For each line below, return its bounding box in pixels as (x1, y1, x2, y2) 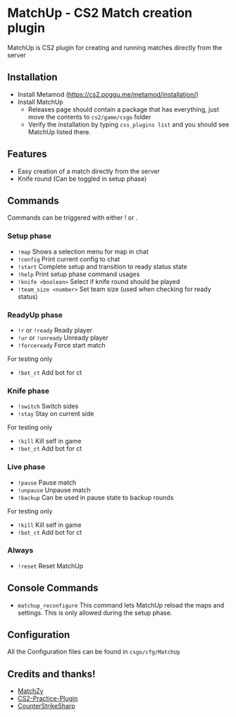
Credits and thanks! (7, 668, 96, 680)
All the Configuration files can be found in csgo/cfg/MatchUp (7, 648, 181, 656)
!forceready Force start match (17, 340, 106, 349)
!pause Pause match (17, 478, 77, 487)
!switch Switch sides (17, 402, 79, 410)
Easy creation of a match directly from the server (17, 167, 160, 175)
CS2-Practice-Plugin (17, 694, 78, 703)
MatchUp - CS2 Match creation (7, 5, 192, 21)
